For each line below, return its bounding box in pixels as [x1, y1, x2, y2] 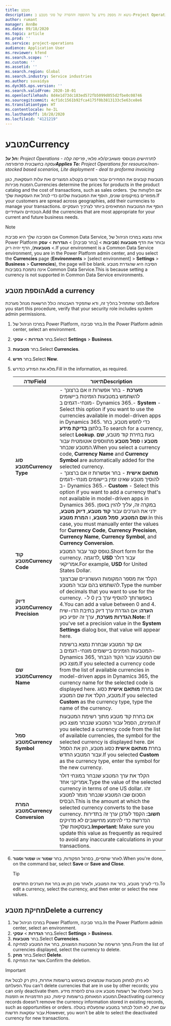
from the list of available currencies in [59, 666, 150, 673]
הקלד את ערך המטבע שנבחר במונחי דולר [59, 772, 150, 779]
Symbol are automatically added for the [59, 456, 155, 464]
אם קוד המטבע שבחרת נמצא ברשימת [59, 640, 142, 648]
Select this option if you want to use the [59, 405, 154, 413]
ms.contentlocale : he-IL [5, 107, 58, 112]
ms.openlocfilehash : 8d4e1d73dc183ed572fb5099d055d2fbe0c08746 [5, 93, 142, 98]
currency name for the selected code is [59, 679, 154, 686]
